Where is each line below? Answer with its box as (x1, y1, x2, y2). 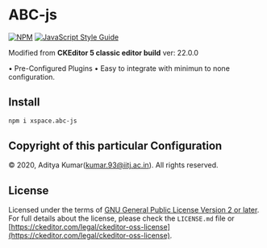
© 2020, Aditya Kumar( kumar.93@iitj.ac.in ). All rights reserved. (8, 160, 219, 170)
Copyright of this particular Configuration (8, 139, 223, 153)
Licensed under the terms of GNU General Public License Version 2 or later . (8, 205, 260, 215)
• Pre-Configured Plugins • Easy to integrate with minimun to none (8, 63, 230, 73)
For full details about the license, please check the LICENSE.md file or (8, 213, 236, 223)
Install (8, 95, 40, 110)
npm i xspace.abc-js (8, 117, 78, 125)
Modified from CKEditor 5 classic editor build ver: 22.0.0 (8, 48, 199, 57)
